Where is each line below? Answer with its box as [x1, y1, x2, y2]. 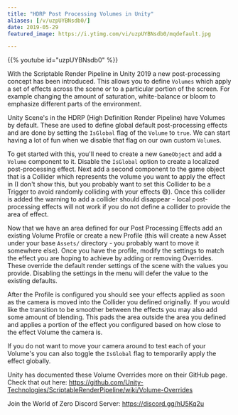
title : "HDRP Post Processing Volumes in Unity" [7, 10, 154, 18]
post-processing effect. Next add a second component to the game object [7, 165, 225, 174]
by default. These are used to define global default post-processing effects [7, 121, 227, 130]
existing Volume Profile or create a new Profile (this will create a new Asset [7, 231, 227, 240]
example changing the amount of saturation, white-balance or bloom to [7, 92, 216, 101]
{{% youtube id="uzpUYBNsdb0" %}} [7, 56, 119, 65]
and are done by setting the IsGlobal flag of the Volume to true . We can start [7, 128, 231, 137]
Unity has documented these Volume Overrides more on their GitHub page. [7, 370, 227, 380]
